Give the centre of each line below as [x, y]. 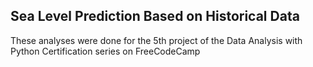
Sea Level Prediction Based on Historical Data [155, 16]
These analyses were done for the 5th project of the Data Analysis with [156, 40]
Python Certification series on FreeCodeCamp [105, 51]
